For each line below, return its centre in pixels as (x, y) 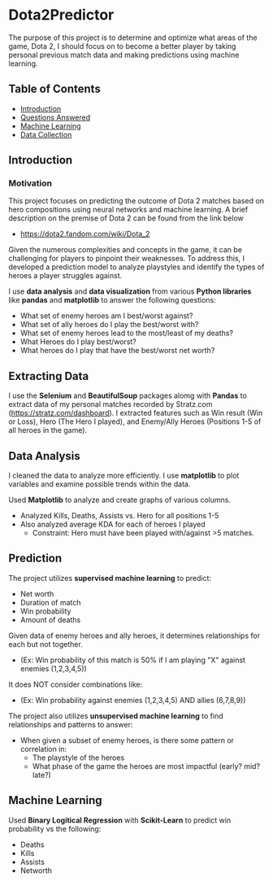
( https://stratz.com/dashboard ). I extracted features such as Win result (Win (136, 413)
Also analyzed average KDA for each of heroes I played (113, 524)
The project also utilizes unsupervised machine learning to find (116, 716)
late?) (41, 775)
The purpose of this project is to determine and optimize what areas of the (133, 37)
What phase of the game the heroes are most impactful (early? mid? (146, 766)
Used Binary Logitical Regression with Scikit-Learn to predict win (120, 820)
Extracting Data (49, 376)
